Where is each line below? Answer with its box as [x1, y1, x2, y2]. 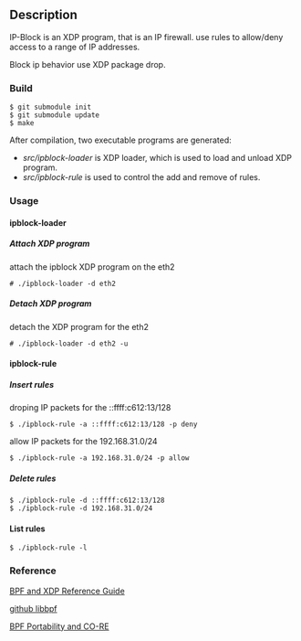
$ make [9, 119, 35, 128]
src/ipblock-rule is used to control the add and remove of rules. [22, 172, 261, 183]
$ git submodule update [9, 111, 100, 120]
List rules [9, 523, 46, 534]
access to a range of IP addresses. [9, 41, 140, 52]
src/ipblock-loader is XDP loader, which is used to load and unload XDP [22, 153, 293, 164]
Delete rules [9, 473, 57, 484]
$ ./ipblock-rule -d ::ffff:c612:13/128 [9, 496, 166, 506]
